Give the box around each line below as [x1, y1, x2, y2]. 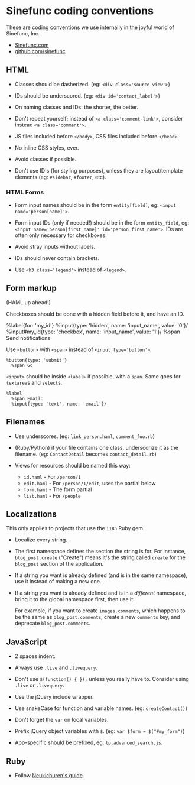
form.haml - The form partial [23, 486, 92, 493]
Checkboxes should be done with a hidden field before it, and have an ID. [6, 310, 184, 317]
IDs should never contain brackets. [14, 255, 100, 262]
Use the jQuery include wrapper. [14, 693, 94, 700]
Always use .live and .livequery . [14, 664, 97, 672]
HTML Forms [6, 188, 44, 196]
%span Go [11, 362, 33, 368]
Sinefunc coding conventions [6, 4, 154, 18]
